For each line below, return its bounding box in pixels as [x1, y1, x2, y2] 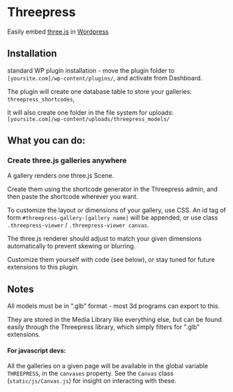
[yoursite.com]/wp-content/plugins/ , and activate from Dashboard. [7, 73, 203, 82]
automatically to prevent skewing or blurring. [7, 242, 136, 251]
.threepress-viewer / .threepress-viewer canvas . [7, 221, 149, 230]
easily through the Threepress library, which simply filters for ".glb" [7, 323, 200, 331]
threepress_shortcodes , [7, 94, 75, 103]
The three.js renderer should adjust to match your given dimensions [7, 234, 202, 243]
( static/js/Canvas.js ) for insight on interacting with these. [7, 377, 176, 385]
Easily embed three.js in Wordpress [7, 27, 110, 36]
